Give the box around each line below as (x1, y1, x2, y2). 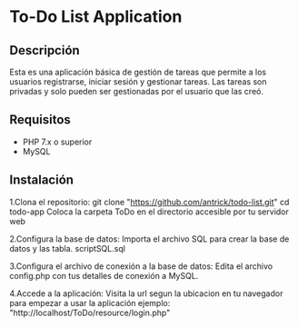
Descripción (9, 43, 80, 58)
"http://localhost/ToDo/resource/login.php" (9, 307, 171, 318)
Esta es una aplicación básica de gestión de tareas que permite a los (9, 66, 267, 77)
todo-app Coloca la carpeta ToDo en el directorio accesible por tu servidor (9, 206, 289, 217)
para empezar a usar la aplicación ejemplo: (9, 297, 171, 308)
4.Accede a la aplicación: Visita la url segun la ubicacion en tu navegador (9, 288, 283, 299)
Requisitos (9, 112, 71, 128)
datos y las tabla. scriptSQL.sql (9, 243, 125, 253)
